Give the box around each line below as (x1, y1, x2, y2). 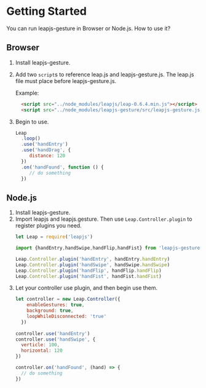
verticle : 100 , (21, 342, 60, 348)
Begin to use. (15, 118, 49, 125)
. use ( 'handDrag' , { (21, 147, 71, 153)
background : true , (26, 307, 74, 314)
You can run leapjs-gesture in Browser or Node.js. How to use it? (6, 25, 171, 32)
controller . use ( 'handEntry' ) (15, 330, 90, 336)
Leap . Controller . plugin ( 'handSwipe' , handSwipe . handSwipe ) (15, 261, 170, 268)
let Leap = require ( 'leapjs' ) (15, 234, 93, 240)
